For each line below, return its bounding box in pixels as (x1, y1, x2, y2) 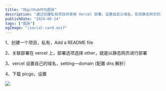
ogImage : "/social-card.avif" (5, 26, 68, 30)
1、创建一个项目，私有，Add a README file (5, 40, 93, 46)
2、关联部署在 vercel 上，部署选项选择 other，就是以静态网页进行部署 (5, 50, 147, 56)
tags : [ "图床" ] (5, 21, 35, 26)
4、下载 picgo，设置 (5, 71, 47, 77)
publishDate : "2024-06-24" (5, 16, 61, 21)
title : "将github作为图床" (5, 7, 57, 12)
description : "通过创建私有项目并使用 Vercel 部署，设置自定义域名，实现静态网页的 (5, 12, 161, 17)
